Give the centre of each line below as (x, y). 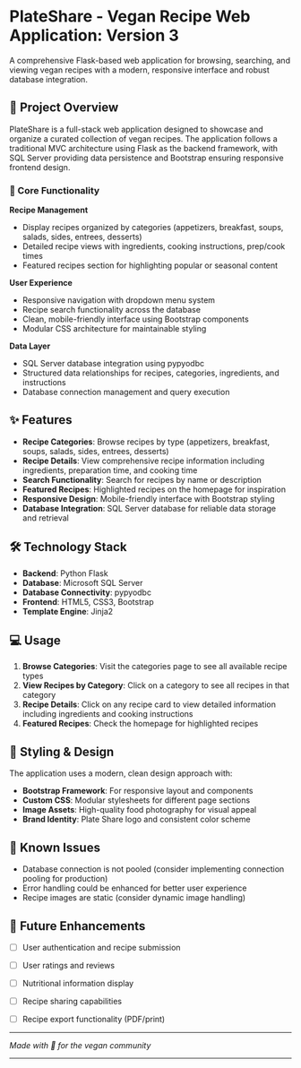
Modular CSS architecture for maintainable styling (114, 329)
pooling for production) (65, 879)
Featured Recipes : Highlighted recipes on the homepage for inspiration (154, 489)
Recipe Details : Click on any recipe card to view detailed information (149, 704)
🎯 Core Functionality (55, 190)
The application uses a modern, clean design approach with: (121, 773)
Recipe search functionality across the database (112, 310)
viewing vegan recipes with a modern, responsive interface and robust (140, 70)
